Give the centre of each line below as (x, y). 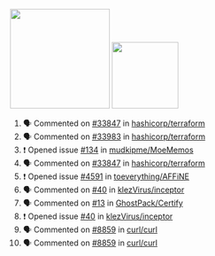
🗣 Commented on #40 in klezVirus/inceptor (104, 190)
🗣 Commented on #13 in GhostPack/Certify (103, 203)
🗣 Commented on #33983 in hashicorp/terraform (114, 136)
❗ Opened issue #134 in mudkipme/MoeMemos (108, 150)
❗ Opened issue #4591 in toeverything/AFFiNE (106, 176)
